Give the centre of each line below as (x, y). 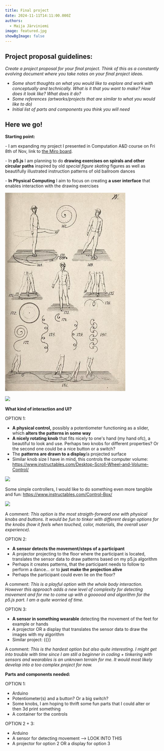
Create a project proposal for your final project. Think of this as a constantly (82, 68)
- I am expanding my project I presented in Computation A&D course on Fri (80, 146)
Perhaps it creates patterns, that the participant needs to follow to (78, 564)
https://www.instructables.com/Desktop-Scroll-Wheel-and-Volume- (80, 464)
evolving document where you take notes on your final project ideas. (74, 74)
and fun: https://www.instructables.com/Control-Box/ (59, 494)
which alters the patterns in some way (51, 433)
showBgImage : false (25, 36)
